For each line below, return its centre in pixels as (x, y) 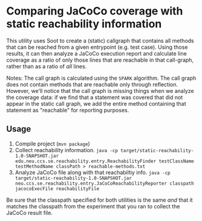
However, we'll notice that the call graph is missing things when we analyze (100, 91)
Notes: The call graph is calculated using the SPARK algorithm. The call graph (101, 78)
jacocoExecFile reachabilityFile (57, 188)
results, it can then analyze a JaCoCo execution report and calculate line (97, 53)
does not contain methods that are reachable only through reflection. (92, 84)
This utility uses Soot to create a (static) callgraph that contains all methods (100, 40)
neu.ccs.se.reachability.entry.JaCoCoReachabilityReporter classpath (105, 183)
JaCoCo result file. (30, 213)
